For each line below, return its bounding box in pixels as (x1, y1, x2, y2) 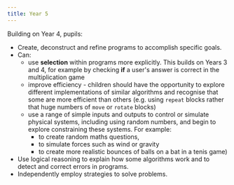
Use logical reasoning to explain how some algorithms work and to (17, 155, 210, 163)
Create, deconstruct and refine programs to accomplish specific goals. (17, 43, 222, 51)
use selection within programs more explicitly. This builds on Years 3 (27, 57, 228, 67)
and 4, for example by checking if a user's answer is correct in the (27, 65, 220, 74)
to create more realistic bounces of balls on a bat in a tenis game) (38, 147, 228, 156)
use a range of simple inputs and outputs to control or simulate (27, 110, 209, 118)
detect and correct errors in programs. (17, 162, 129, 170)
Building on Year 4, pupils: (7, 29, 83, 38)
